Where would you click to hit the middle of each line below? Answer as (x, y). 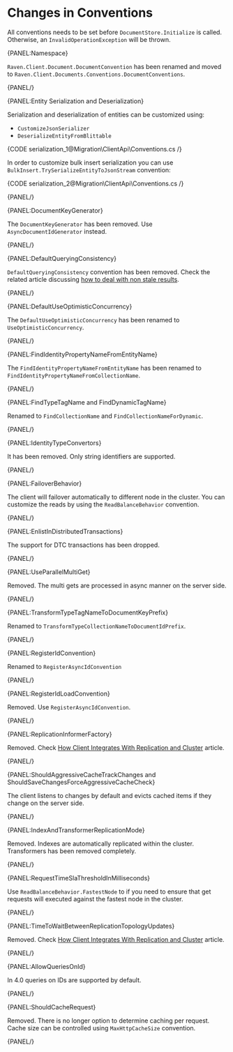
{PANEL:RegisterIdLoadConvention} (59, 693)
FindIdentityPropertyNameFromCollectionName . (74, 375)
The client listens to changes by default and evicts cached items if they (110, 795)
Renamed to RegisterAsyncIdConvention (65, 666)
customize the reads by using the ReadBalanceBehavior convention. (103, 504)
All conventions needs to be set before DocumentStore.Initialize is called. (114, 32)
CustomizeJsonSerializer (53, 128)
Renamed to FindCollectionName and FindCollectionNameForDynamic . (105, 416)
